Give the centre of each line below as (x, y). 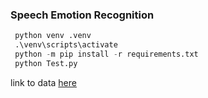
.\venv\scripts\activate (66, 45)
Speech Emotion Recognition (82, 15)
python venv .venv (53, 36)
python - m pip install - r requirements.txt (106, 54)
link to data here (43, 82)
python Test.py (46, 63)
